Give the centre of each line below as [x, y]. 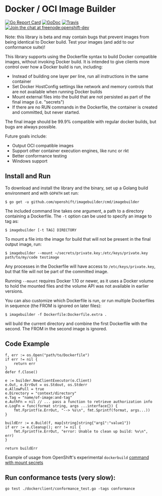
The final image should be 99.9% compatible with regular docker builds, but [81, 122]
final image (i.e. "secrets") [38, 102]
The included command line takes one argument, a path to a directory [74, 211]
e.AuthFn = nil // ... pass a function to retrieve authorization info [79, 402]
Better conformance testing [39, 155]
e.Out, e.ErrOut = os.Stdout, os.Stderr [46, 385]
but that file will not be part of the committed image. [57, 271]
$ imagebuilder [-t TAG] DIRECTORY [41, 230]
